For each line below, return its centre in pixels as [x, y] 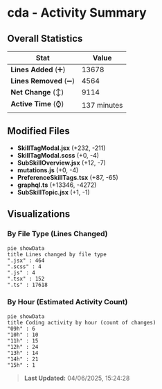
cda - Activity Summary [77, 13]
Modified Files [39, 131]
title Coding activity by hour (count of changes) [82, 322]
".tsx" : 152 [26, 279]
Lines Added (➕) [38, 69]
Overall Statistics [45, 39]
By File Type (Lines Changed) [57, 234]
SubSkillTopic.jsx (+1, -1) [53, 192]
